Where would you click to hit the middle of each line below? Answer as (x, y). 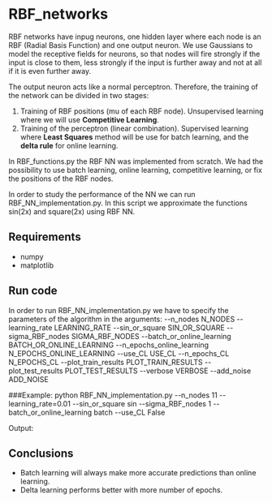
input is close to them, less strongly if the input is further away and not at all (135, 62)
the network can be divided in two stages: (79, 95)
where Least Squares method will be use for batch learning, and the (134, 137)
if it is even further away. (50, 71)
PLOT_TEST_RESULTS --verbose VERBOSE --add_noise (158, 371)
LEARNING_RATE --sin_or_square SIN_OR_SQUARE (139, 327)
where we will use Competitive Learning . (90, 119)
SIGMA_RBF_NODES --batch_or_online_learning (151, 336)
